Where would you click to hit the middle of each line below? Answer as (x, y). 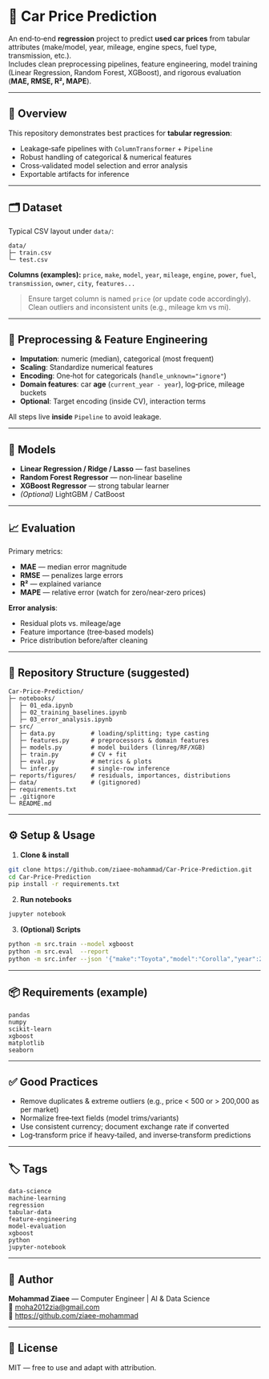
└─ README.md (30, 804)
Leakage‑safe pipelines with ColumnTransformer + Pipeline (116, 148)
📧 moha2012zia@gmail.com (54, 1307)
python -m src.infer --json (55, 959)
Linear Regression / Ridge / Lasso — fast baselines (105, 469)
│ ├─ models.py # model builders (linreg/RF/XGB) (107, 748)
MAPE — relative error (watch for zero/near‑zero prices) (113, 592)
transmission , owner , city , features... (72, 283)
